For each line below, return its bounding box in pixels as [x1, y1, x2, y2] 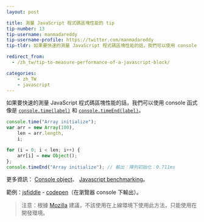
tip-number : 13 [6, 26, 45, 32]
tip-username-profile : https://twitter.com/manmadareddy [6, 37, 154, 43]
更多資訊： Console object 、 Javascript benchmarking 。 [6, 176, 149, 183]
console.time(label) [18, 108, 71, 114]
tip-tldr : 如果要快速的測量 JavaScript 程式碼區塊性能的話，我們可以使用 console [6, 43, 197, 49]
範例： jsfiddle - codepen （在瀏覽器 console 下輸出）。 [6, 188, 142, 196]
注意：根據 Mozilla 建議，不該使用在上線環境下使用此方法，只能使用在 [21, 202, 197, 209]
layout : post [6, 9, 40, 15]
